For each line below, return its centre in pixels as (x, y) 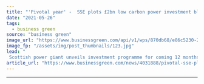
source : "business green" (39, 35)
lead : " (16, 52)
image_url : (20, 40)
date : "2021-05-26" (31, 18)
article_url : (23, 63)
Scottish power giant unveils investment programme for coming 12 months (104, 57)
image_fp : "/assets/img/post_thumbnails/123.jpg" (70, 46)
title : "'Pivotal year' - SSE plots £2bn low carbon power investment (99, 12)
